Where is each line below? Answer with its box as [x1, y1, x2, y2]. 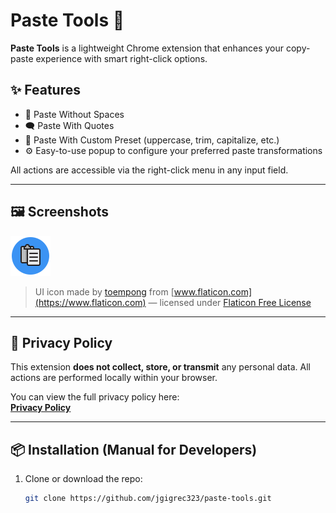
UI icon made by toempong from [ [34, 285, 175, 298]
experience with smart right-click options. [35, 52, 208, 64]
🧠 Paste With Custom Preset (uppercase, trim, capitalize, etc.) [24, 134, 280, 146]
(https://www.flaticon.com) [34, 296, 147, 308]
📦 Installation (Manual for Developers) [10, 441, 258, 458]
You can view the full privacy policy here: [10, 391, 180, 403]
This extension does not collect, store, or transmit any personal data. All [10, 361, 311, 373]
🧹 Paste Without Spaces [24, 108, 125, 120]
